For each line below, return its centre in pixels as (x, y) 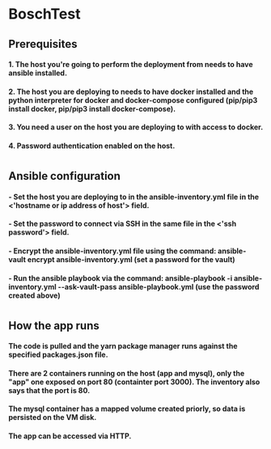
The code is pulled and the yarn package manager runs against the (123, 346)
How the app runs (54, 326)
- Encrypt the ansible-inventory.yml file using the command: (112, 251)
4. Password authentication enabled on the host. (92, 146)
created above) (34, 295)
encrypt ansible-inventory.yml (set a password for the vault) (131, 259)
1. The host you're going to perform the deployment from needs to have (131, 65)
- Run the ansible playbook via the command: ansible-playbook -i (121, 278)
